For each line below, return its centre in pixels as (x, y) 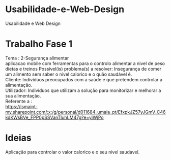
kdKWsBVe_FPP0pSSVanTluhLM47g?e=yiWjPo (54, 117)
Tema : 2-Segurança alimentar (37, 58)
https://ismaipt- (22, 106)
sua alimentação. (23, 95)
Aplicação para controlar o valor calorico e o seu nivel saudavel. (73, 152)
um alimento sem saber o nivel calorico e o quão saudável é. (69, 74)
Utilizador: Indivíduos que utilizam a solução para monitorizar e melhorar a (83, 90)
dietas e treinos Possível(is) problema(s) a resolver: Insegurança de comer (83, 69)
